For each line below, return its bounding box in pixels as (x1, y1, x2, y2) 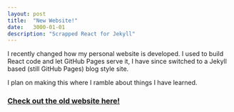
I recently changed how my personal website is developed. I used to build (7, 50, 224, 58)
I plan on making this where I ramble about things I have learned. (7, 79, 198, 87)
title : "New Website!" (7, 17, 78, 24)
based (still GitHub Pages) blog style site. (7, 65, 129, 73)
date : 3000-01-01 (7, 23, 66, 30)
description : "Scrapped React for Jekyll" (7, 30, 136, 38)
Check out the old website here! (7, 96, 120, 106)
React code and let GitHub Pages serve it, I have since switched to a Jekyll (7, 57, 227, 66)
